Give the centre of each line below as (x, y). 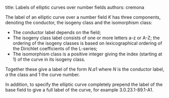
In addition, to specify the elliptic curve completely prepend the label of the (84, 84)
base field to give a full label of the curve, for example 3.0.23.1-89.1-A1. (79, 90)
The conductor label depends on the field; (57, 32)
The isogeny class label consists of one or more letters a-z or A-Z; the (86, 38)
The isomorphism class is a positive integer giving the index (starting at (87, 54)
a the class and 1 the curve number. (43, 75)
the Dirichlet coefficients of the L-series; (55, 48)
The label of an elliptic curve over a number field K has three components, (83, 17)
